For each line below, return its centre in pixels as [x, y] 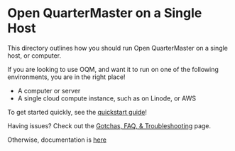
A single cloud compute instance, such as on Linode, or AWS [107, 98]
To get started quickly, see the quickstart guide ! [77, 112]
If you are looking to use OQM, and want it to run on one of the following [113, 69]
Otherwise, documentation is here [57, 140]
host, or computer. [34, 56]
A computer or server [49, 90]
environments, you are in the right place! [66, 77]
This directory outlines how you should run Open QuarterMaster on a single [118, 48]
